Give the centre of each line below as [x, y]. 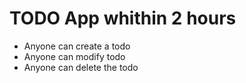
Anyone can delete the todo [81, 67]
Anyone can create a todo [77, 46]
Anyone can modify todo [74, 56]
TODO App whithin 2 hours [123, 18]
